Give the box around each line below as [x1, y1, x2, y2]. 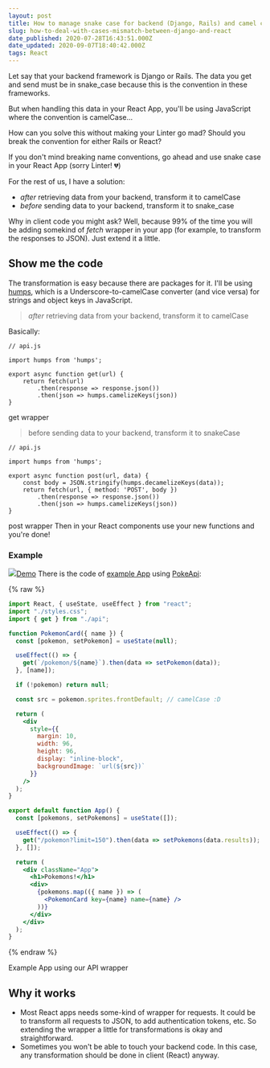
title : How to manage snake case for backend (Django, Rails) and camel [8, 19, 257, 27]
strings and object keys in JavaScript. [8, 295, 133, 305]
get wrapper [8, 412, 50, 422]
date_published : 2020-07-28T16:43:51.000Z [8, 34, 153, 43]
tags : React [8, 49, 48, 57]
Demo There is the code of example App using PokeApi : [16, 569, 202, 579]
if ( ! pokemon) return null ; [15, 681, 110, 689]
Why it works [8, 986, 76, 1000]
